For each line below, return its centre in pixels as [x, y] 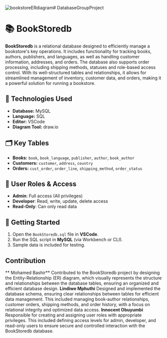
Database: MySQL [31, 111]
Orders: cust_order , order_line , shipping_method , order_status [77, 168]
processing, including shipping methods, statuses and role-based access [81, 67]
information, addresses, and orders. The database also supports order [77, 62]
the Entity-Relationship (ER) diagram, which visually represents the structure [83, 278]
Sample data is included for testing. [49, 245]
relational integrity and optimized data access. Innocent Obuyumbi [74, 310]
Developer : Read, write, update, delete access [60, 201]
